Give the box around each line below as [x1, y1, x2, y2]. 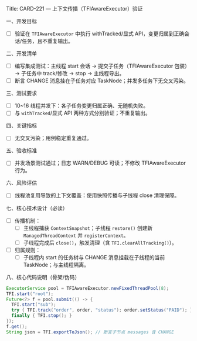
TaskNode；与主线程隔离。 [23, 261, 90, 268]
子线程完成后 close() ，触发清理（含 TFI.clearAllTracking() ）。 [23, 239, 178, 246]
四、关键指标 [6, 122, 37, 129]
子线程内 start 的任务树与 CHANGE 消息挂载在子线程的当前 [23, 253, 165, 260]
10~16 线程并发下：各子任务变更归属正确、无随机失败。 [14, 102, 148, 109]
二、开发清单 [6, 50, 37, 57]
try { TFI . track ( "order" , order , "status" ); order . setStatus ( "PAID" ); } [11, 307, 193, 313]
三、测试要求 [6, 90, 37, 97]
